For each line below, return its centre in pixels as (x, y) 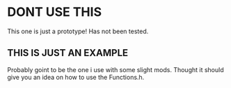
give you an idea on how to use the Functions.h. (76, 77)
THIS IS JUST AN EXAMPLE (68, 53)
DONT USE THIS (55, 12)
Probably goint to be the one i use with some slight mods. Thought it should (115, 69)
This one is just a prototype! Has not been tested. (78, 31)
